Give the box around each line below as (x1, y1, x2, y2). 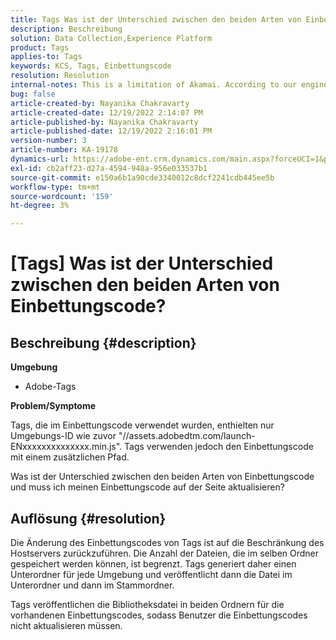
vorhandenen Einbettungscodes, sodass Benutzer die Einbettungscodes (10, 609, 308, 621)
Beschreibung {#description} (10, 334, 197, 351)
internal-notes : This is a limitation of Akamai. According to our (10, 80, 298, 90)
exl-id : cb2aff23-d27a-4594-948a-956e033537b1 (10, 163, 208, 173)
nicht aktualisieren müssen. (10, 619, 123, 631)
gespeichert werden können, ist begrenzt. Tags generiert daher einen (10, 557, 297, 570)
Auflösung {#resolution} (10, 510, 167, 527)
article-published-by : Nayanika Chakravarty (10, 117, 199, 127)
